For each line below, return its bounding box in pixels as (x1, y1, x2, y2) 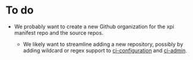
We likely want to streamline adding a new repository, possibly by (23, 41, 183, 48)
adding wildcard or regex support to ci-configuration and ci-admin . (23, 46, 188, 54)
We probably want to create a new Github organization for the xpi (14, 23, 175, 30)
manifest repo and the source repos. (14, 29, 103, 36)
